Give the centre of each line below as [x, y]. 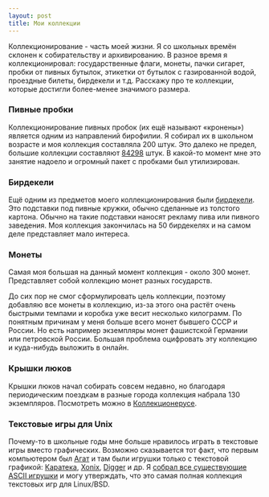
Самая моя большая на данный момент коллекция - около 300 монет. [129, 272]
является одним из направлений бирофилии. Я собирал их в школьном [131, 136]
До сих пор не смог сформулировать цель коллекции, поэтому [117, 296]
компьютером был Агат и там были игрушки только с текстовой [118, 458]
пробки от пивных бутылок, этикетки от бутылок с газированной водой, [132, 72]
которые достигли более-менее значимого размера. [100, 88]
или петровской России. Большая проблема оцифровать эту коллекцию [133, 339]
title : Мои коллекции [45, 23]
